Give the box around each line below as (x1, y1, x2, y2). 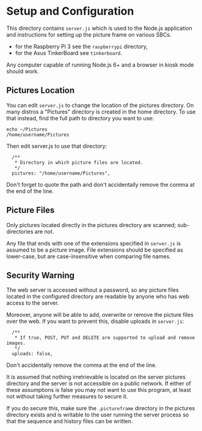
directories (6, 228, 34, 235)
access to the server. (6, 299, 59, 306)
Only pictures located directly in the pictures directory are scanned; (6, 221, 176, 228)
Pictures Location (6, 85, 75, 96)
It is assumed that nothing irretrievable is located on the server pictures (6, 374, 186, 381)
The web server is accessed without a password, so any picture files (6, 286, 179, 294)
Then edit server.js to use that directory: (6, 142, 107, 150)
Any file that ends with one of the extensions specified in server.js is (6, 239, 181, 247)
